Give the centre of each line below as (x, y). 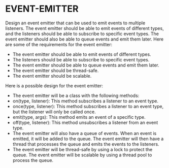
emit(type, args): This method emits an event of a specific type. (79, 117)
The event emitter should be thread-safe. (56, 70)
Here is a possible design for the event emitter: (54, 86)
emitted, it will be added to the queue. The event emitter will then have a (88, 139)
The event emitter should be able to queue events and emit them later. (86, 65)
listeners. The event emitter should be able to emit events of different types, (84, 28)
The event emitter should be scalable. (52, 76)
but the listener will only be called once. (54, 112)
